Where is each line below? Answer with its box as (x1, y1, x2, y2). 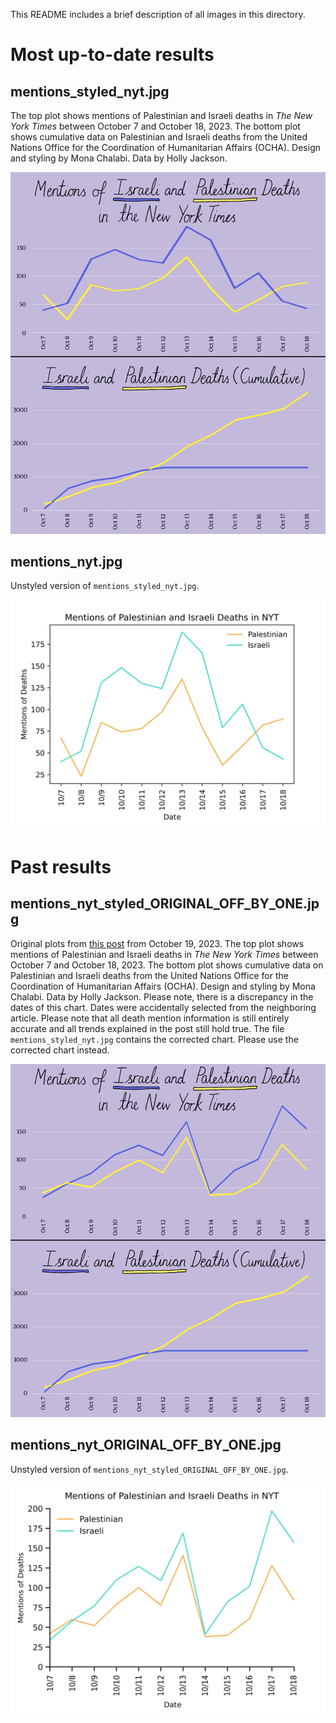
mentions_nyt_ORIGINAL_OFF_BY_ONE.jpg (10, 1437, 282, 1454)
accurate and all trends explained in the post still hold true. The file (10, 1022, 285, 1034)
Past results (10, 855, 112, 878)
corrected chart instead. (10, 1044, 110, 1056)
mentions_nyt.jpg (10, 553, 123, 570)
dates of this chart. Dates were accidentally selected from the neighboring (10, 1001, 317, 1013)
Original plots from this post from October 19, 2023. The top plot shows (10, 937, 305, 949)
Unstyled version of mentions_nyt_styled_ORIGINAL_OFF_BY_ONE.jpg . (10, 1463, 289, 1475)
